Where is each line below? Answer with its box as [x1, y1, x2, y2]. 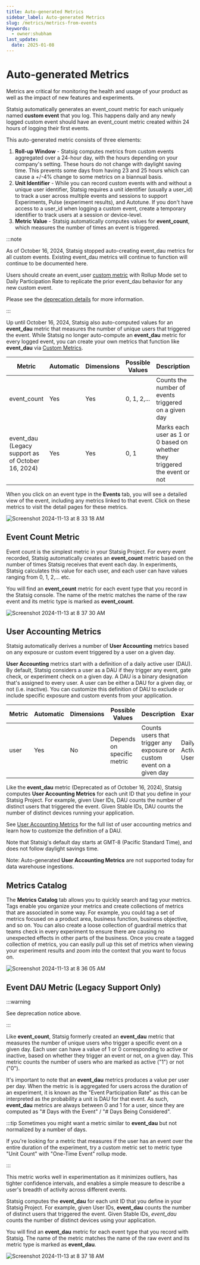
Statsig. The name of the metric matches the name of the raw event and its [6, 1235, 190, 1242]
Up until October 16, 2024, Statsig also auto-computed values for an [6, 318, 173, 326]
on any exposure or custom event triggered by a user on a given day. [6, 649, 176, 656]
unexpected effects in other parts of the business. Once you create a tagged [6, 935, 194, 942]
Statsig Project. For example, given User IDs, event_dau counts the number [6, 1204, 192, 1211]
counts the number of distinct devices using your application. [6, 1217, 157, 1224]
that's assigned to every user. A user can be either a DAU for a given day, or [6, 679, 192, 687]
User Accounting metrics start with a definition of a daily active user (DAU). [6, 660, 192, 667]
